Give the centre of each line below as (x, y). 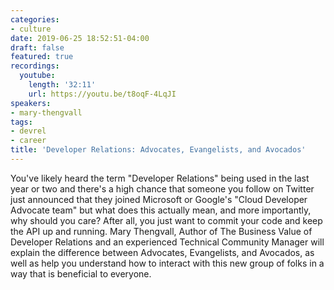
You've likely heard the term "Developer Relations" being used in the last (160, 178)
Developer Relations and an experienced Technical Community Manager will (167, 242)
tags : (21, 122)
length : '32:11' (62, 85)
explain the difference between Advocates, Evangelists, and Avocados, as (162, 252)
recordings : (35, 66)
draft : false (37, 47)
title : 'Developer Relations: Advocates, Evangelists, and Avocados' (158, 150)
